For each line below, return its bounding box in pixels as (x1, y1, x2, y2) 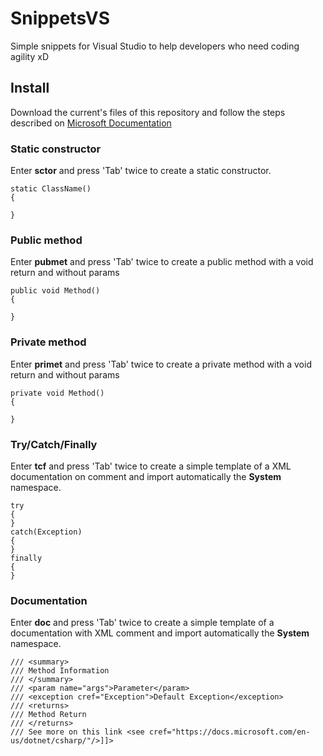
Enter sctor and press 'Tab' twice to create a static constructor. (10, 165, 272, 177)
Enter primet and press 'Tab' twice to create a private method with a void (10, 358, 312, 370)
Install (10, 80, 50, 97)
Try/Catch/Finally (10, 437, 98, 451)
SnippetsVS (10, 7, 111, 30)
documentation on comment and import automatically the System (10, 470, 282, 482)
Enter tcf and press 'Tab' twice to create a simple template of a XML (10, 460, 292, 472)
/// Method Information (10, 666, 110, 676)
